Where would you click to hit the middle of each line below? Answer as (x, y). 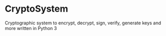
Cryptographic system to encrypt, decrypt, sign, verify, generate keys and (83, 23)
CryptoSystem (37, 9)
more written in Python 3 (31, 28)
